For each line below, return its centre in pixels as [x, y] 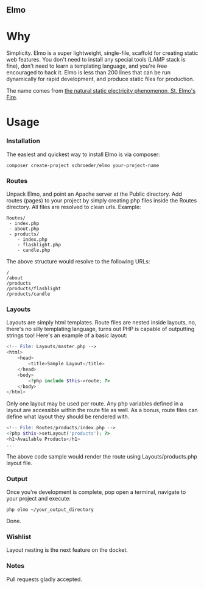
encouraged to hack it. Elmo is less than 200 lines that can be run [88, 73]
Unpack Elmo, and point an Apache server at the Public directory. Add [94, 194]
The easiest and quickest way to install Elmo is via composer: [83, 154]
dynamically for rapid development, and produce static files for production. [100, 79]
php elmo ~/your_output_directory [50, 510]
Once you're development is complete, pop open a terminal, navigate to [96, 492]
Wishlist [19, 537]
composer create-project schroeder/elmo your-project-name [83, 165]
